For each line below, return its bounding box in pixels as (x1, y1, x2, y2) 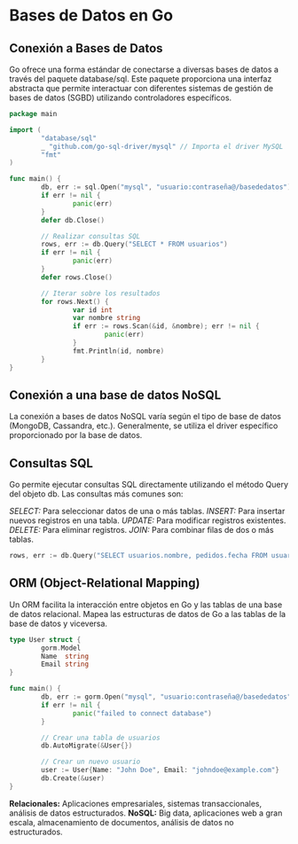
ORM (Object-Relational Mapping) (9, 575, 200, 590)
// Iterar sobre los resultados (41, 289, 161, 298)
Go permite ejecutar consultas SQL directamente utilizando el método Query (9, 480, 289, 490)
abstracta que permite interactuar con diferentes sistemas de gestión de (9, 83, 273, 93)
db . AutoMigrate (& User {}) (41, 741, 133, 750)
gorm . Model (41, 644, 82, 653)
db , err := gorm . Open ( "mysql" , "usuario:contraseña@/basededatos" (41, 692, 292, 701)
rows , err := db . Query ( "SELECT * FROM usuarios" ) (41, 240, 228, 249)
